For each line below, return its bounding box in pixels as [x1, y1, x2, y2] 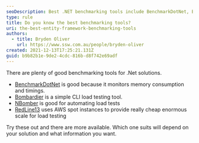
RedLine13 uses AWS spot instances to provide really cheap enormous [14, 106, 187, 113]
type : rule [6, 14, 33, 20]
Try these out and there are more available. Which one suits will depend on [6, 123, 189, 131]
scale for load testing [14, 112, 67, 119]
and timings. [14, 87, 46, 94]
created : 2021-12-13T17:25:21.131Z [6, 47, 94, 53]
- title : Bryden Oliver [11, 36, 70, 42]
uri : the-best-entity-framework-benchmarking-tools [6, 25, 136, 31]
